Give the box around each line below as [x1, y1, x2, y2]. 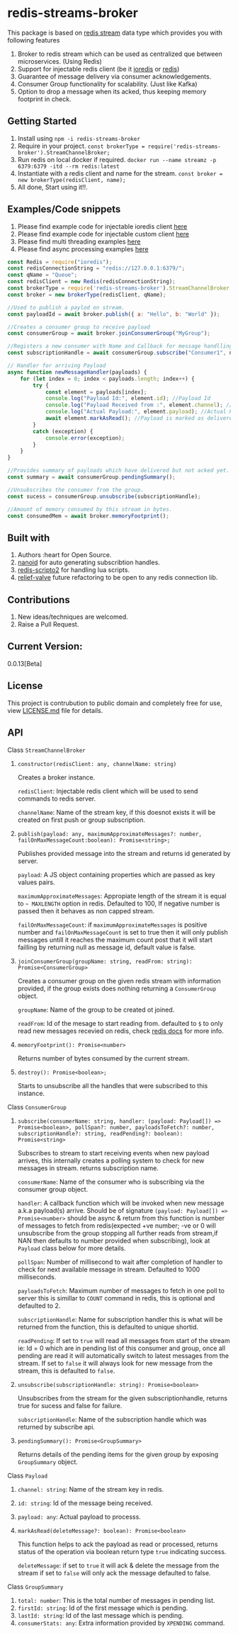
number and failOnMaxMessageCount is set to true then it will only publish [17, 927, 228, 936]
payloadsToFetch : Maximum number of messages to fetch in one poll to [17, 1286, 225, 1295]
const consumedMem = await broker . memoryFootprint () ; [7, 512, 170, 520]
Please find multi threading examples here [17, 237, 141, 246]
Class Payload [7, 1471, 48, 1480]
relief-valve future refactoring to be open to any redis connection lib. [17, 573, 218, 582]
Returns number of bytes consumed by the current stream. [17, 1053, 190, 1063]
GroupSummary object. [17, 1457, 78, 1466]
